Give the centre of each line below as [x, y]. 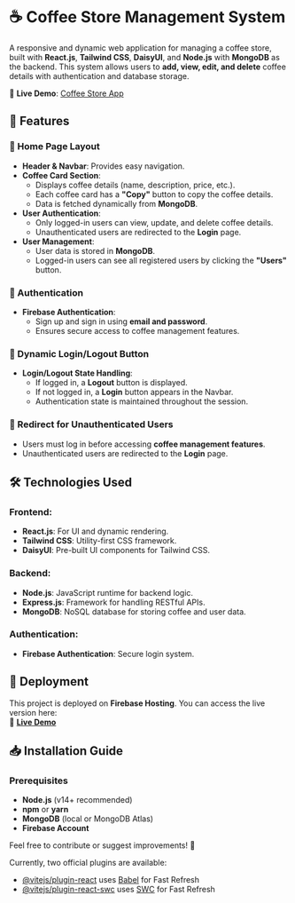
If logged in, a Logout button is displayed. [111, 383]
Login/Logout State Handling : [77, 373]
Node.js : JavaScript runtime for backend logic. [107, 592]
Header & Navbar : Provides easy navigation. [103, 166]
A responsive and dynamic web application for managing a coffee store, [140, 48]
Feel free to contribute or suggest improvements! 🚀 [102, 845]
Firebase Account [55, 828]
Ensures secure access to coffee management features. [137, 330]
